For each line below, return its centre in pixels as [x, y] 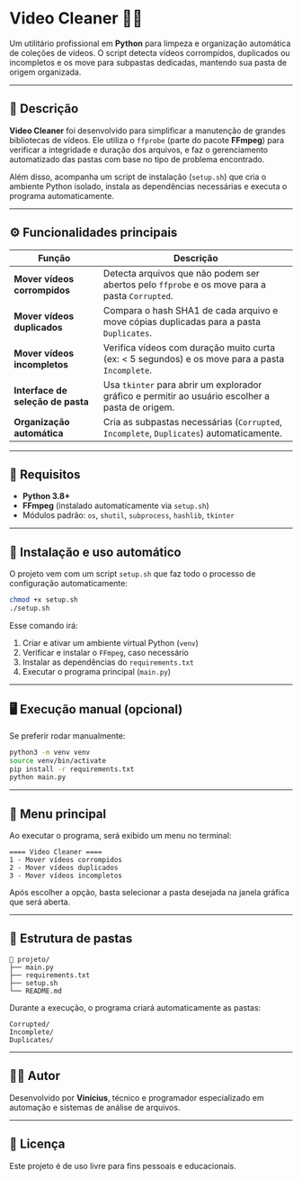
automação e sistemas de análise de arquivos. [95, 1107]
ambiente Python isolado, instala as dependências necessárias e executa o [148, 186]
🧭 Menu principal [58, 814]
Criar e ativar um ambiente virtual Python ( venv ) [111, 642]
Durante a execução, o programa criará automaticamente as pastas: [135, 1007]
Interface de [40, 390]
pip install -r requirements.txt [72, 769]
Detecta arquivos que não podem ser [182, 273]
